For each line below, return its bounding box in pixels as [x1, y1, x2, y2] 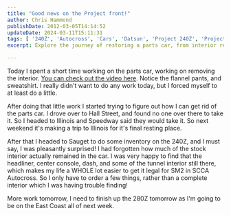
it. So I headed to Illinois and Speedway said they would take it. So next [7, 117, 209, 124]
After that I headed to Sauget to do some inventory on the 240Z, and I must [7, 137, 220, 145]
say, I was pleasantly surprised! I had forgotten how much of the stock [7, 145, 206, 152]
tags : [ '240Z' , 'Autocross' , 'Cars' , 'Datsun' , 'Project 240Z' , [7, 36, 199, 43]
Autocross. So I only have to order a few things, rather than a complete [7, 174, 208, 182]
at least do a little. [7, 89, 58, 97]
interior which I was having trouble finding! [7, 181, 129, 189]
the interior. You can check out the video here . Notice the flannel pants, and [7, 74, 221, 82]
